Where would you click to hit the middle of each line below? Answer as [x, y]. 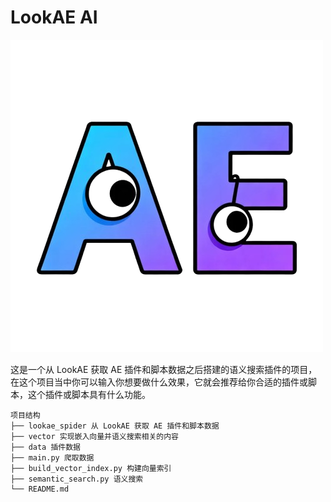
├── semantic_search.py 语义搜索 [77, 479]
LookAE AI [54, 17]
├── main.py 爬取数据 [52, 457]
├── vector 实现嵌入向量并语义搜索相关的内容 [94, 436]
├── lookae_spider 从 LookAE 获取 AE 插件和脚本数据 [115, 426]
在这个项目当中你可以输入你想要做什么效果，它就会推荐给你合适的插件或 [159, 382]
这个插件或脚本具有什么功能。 [89, 394]
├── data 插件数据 [45, 447]
